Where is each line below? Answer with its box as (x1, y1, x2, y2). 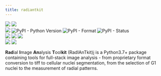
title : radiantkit (5, 7, 43, 12)
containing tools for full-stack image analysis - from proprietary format (5, 54, 151, 60)
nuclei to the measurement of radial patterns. (5, 65, 98, 71)
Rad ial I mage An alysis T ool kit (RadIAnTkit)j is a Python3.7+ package (5, 49, 146, 55)
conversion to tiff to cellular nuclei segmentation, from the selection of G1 (5, 59, 156, 65)
